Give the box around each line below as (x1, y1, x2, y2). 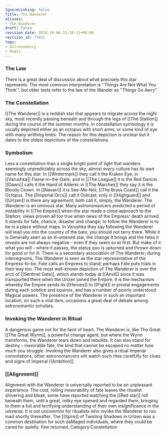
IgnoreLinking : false (5, 7, 50, 12)
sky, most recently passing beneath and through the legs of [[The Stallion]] (5, 116, 158, 122)
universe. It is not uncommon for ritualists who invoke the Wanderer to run (5, 408, 156, 414)
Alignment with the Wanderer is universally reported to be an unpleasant (5, 381, 153, 387)
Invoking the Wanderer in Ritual (5, 315, 83, 322)
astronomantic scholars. (5, 303, 54, 309)
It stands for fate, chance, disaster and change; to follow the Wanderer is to (5, 219, 159, 225)
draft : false (5, 26, 32, 31)
